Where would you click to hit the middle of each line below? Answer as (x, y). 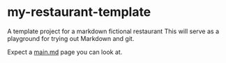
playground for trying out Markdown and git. (71, 38)
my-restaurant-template (79, 12)
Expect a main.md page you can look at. (65, 52)
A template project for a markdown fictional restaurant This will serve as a (113, 31)
